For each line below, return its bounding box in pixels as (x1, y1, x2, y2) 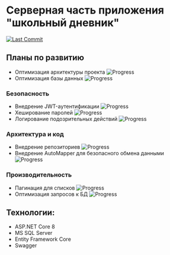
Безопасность (6, 89, 49, 97)
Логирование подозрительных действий (14, 116, 118, 123)
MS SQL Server (14, 230, 53, 237)
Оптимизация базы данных (14, 74, 84, 81)
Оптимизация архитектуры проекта (14, 68, 105, 76)
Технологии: (6, 208, 55, 218)
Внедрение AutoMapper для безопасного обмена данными (14, 150, 165, 157)
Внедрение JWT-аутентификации (14, 103, 100, 110)
